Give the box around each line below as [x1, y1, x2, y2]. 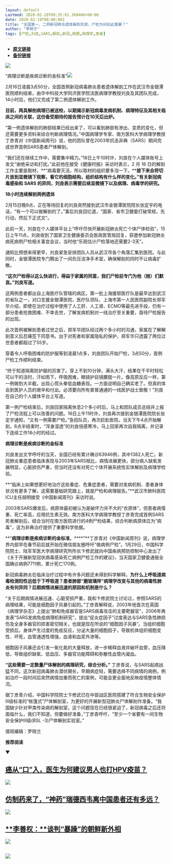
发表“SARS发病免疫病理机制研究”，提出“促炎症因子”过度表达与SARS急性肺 [5, 614, 161, 621]
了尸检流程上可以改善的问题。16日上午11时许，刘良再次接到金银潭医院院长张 [5, 410, 165, 416]
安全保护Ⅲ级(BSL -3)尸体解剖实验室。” [5, 717, 84, 723]
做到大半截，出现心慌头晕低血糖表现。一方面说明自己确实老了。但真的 [14, 381, 161, 386]
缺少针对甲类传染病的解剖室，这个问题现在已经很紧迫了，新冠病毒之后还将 [9, 704, 166, 711]
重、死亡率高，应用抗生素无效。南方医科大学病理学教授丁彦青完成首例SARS [5, 512, 164, 517]
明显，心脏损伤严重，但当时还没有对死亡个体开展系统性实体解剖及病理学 [9, 464, 161, 470]
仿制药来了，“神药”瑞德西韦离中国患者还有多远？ [5, 795, 160, 804]
